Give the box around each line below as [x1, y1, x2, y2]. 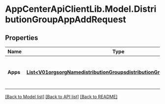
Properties [5, 34, 38, 42]
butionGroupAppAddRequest [5, 14, 126, 25]
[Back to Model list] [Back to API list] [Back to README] [5, 94, 118, 100]
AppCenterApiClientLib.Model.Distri [5, 3, 157, 15]
